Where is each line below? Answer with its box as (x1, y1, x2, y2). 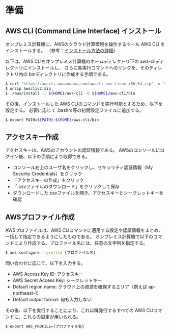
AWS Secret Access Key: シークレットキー (12, 277, 102, 283)
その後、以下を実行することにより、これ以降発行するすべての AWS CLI (5, 307, 154, 313)
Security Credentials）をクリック (12, 171, 82, 177)
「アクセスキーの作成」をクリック (12, 177, 84, 183)
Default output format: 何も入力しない (12, 297, 92, 302)
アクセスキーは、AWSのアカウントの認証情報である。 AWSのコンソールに (5, 147, 160, 153)
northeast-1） (12, 290, 42, 296)
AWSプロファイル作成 (5, 212, 75, 221)
